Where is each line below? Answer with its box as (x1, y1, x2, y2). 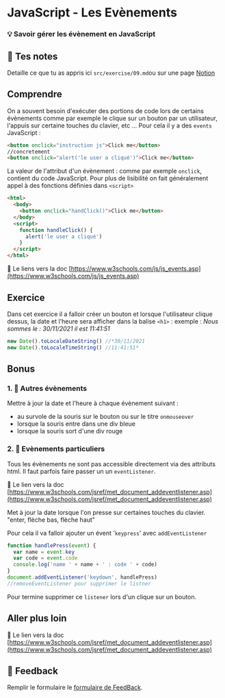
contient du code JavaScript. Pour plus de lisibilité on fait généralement (7, 174, 209, 182)
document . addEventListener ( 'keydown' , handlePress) (7, 574, 157, 581)
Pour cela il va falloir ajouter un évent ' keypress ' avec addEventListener (7, 529, 207, 537)
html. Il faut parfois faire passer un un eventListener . (7, 467, 156, 475)
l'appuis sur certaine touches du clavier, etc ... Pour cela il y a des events (7, 121, 212, 130)
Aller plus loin (7, 612, 67, 625)
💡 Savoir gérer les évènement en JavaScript (7, 29, 156, 39)
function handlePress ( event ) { (7, 542, 96, 549)
